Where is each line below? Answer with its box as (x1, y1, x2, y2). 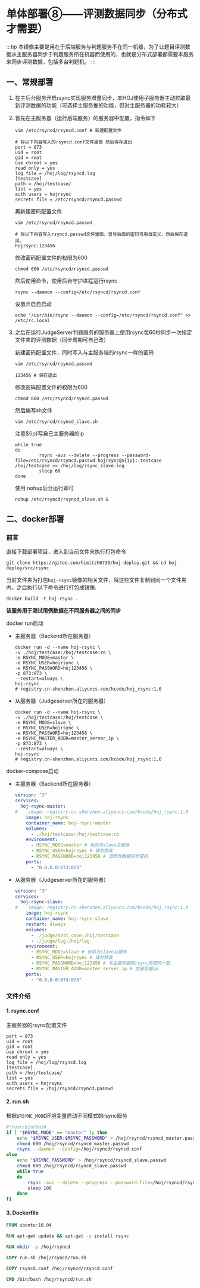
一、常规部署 (6, 77, 54, 87)
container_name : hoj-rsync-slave (26, 916, 109, 922)
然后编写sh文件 (14, 406, 52, 414)
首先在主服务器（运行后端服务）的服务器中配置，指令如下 (14, 114, 156, 121)
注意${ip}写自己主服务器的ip (14, 430, 85, 437)
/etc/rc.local (14, 317, 50, 323)
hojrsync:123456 (14, 243, 55, 249)
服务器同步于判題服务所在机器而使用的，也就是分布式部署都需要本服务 (21, 50, 194, 57)
